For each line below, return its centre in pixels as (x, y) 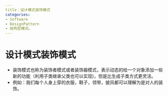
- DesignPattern (22, 24)
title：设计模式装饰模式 (28, 10)
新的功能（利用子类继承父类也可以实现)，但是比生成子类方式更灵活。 (84, 76)
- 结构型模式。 (19, 29)
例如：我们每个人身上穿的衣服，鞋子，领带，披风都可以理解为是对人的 (86, 82)
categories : (18, 15)
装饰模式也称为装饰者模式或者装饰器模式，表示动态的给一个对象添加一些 (88, 70)
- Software (17, 19)
